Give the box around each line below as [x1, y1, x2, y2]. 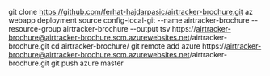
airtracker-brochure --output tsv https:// [62, 24, 196, 33]
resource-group [8, 24, 61, 33]
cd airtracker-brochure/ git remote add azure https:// [51, 41, 227, 51]
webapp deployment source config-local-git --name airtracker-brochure [8, 15, 250, 25]
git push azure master [51, 58, 124, 68]
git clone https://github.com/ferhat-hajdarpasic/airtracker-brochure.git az [8, 7, 253, 16]
